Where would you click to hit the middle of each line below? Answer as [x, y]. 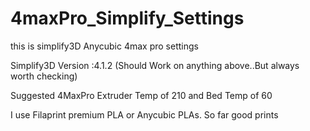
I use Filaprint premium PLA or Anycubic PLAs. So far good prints [144, 114]
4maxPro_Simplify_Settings [127, 18]
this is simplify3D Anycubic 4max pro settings [104, 46]
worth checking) [44, 76]
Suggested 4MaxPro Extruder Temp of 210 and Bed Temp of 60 [141, 95]
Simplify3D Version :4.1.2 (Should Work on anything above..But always [155, 65]
